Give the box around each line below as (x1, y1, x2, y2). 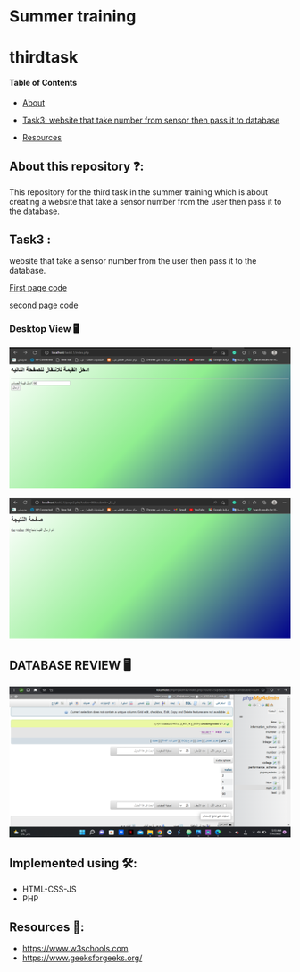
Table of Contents (9, 77, 78, 88)
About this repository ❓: (9, 158, 145, 173)
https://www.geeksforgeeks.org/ (21, 952, 143, 963)
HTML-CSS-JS (21, 883, 78, 895)
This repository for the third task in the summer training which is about (9, 187, 269, 198)
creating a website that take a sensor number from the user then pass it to (9, 197, 282, 207)
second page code (9, 300, 79, 310)
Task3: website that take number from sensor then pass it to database (21, 114, 280, 125)
